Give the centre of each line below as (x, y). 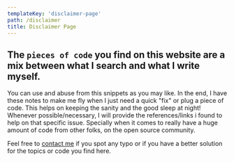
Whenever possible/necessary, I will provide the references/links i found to (115, 115)
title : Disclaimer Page (42, 26)
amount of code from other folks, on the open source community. (101, 130)
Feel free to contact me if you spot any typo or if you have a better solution (115, 144)
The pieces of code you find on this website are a (116, 55)
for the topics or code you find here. (59, 151)
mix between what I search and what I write (104, 66)
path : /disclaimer (34, 20)
